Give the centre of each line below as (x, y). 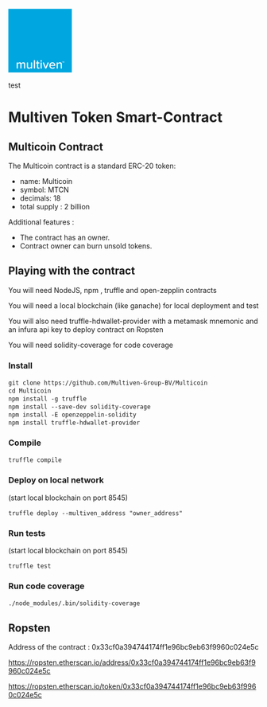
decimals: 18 (40, 198)
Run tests (27, 533)
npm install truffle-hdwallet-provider (74, 423)
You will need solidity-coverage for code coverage (91, 345)
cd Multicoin (30, 391)
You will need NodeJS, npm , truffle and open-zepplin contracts (112, 290)
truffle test (30, 566)
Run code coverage (46, 586)
